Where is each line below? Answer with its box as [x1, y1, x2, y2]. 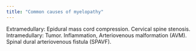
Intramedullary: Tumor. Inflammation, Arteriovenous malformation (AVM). [6, 31, 187, 39]
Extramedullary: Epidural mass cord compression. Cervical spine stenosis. [6, 25, 191, 32]
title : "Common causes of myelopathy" [6, 8, 104, 15]
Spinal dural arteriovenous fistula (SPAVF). [6, 38, 112, 45]
